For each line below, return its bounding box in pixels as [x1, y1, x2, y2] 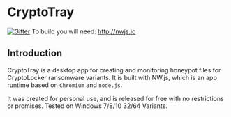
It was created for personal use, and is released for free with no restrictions [7, 94, 225, 102]
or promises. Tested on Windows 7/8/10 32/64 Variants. [7, 102, 167, 110]
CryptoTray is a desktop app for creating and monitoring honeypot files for [7, 65, 221, 74]
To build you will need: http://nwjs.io [31, 27, 136, 36]
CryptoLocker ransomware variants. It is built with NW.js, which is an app [7, 73, 218, 81]
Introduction [7, 47, 63, 59]
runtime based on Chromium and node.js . [7, 81, 123, 89]
